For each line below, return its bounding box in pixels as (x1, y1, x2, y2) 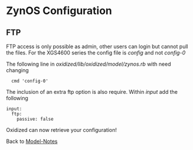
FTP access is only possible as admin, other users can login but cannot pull (6, 43, 188, 50)
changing (6, 67, 29, 74)
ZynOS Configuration (6, 4, 113, 18)
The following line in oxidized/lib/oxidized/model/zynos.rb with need (6, 60, 171, 67)
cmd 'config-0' (11, 78, 49, 84)
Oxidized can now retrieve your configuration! (6, 127, 117, 133)
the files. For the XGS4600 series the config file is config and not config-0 (6, 49, 186, 56)
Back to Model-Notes (6, 138, 57, 145)
